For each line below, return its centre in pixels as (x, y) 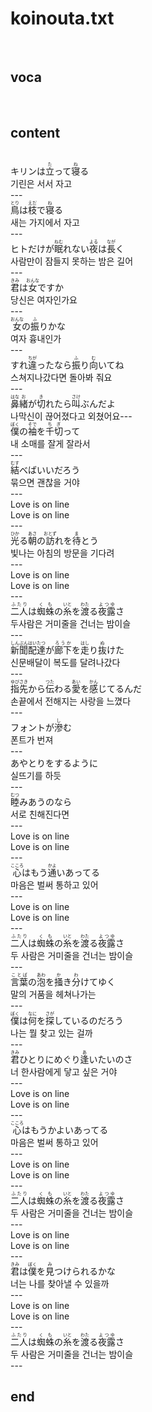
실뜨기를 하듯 (36, 776)
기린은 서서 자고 (41, 184)
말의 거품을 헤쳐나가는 (53, 994)
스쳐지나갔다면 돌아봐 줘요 (61, 378)
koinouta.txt (62, 18)
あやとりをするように (54, 763)
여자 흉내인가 (36, 339)
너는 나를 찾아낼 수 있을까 (60, 1284)
